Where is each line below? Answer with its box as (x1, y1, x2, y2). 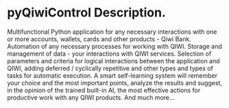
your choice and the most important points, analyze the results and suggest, (7, 78, 223, 87)
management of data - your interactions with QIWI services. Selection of (7, 50, 212, 58)
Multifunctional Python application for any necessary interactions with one (7, 28, 217, 36)
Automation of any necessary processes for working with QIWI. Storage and (7, 42, 222, 50)
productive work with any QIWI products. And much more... (7, 93, 175, 101)
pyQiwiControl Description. (7, 5, 167, 21)
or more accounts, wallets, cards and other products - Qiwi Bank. (7, 34, 192, 43)
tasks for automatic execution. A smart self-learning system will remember (7, 71, 218, 80)
